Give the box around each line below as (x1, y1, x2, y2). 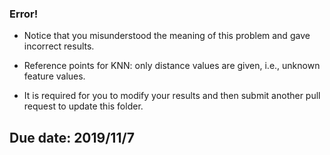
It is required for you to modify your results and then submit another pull (23, 90, 321, 102)
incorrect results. (23, 40, 95, 52)
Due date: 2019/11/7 (9, 129, 135, 146)
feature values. (23, 70, 86, 82)
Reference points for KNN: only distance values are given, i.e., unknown (23, 60, 321, 72)
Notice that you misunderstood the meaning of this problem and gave (23, 30, 311, 42)
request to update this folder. (23, 100, 144, 112)
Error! (9, 7, 39, 21)
